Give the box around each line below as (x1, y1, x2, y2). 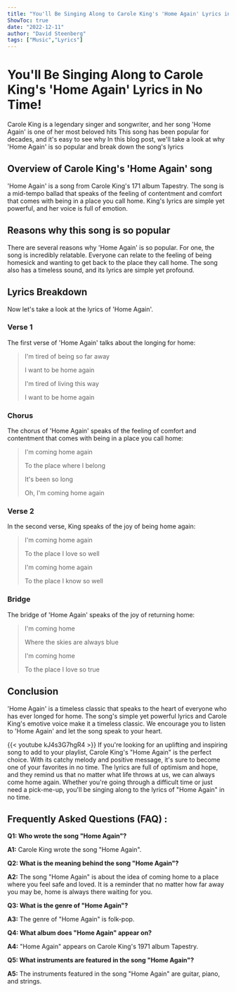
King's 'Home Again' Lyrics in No (7, 82, 203, 98)
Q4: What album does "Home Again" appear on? (7, 929, 152, 937)
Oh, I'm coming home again (24, 489, 105, 497)
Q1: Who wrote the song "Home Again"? (7, 832, 127, 841)
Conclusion (7, 686, 59, 697)
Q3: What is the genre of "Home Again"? (7, 901, 129, 910)
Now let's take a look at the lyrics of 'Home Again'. (7, 304, 153, 314)
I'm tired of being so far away (24, 352, 110, 360)
